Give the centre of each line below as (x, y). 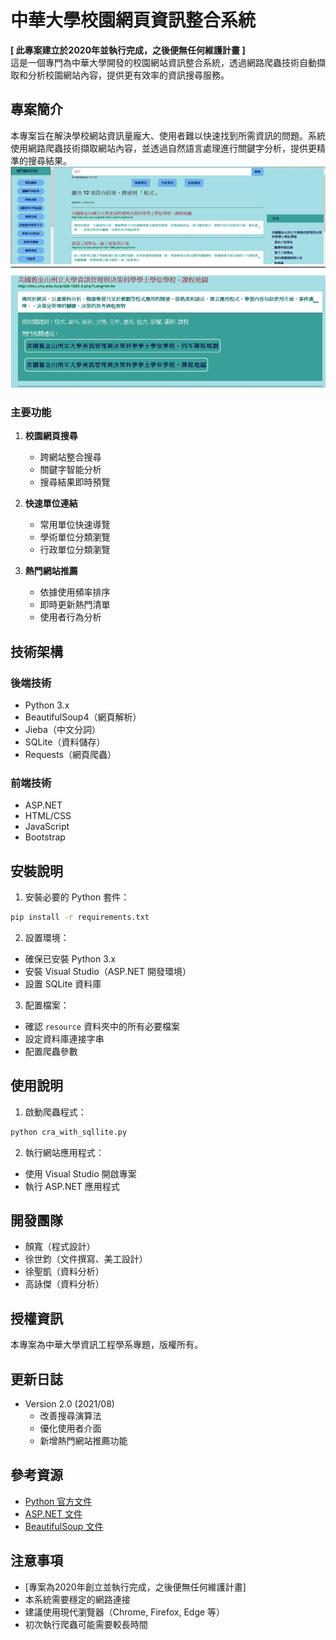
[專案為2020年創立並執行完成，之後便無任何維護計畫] (135, 1587)
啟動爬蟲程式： (55, 1112)
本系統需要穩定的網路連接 (77, 1599)
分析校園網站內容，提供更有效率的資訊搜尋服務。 (128, 75)
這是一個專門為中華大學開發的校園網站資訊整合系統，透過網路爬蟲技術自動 (163, 62)
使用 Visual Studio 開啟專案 (80, 1173)
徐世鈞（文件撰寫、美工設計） (86, 1259)
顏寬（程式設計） (60, 1247)
